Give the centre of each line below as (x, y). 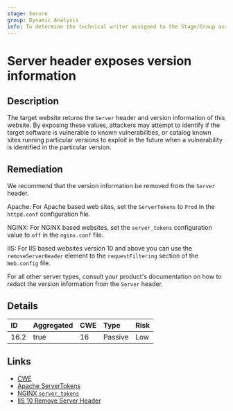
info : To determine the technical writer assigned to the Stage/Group (111, 26)
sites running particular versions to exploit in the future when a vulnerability (115, 140)
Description (33, 101)
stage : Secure (28, 14)
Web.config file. (29, 263)
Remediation (35, 169)
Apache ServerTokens (49, 385)
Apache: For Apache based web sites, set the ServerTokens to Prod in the (111, 207)
